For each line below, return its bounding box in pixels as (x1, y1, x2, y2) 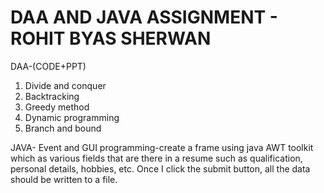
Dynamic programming (24, 111, 120, 123)
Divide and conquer (24, 79, 107, 91)
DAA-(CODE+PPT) (10, 60, 87, 72)
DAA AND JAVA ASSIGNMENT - (10, 6, 278, 29)
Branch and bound (24, 122, 102, 134)
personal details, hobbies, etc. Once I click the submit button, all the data (10, 162, 311, 175)
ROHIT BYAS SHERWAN (10, 27, 212, 50)
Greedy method (24, 101, 90, 113)
